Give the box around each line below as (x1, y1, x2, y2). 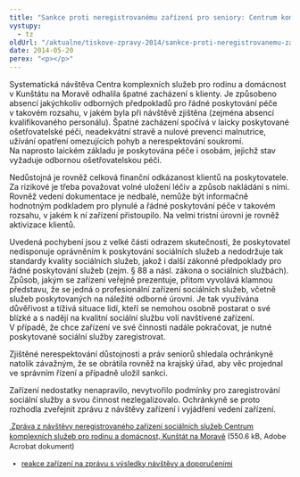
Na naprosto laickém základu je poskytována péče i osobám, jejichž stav (9, 145, 277, 156)
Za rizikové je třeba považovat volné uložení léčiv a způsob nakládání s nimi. (9, 182, 290, 192)
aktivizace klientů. (9, 219, 76, 230)
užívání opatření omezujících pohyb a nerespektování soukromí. (9, 136, 244, 146)
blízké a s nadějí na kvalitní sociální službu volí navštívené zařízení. (9, 313, 255, 323)
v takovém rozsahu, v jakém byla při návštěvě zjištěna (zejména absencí (9, 108, 275, 118)
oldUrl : (9, 37, 38, 47)
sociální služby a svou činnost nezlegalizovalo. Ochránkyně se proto (9, 394, 261, 405)
